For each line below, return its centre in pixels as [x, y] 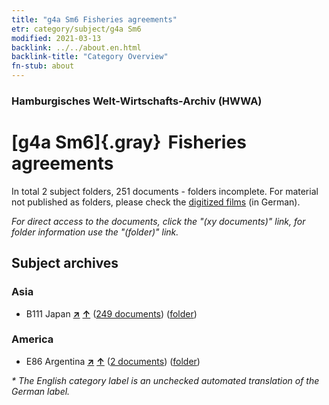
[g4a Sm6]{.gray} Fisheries [129, 142]
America [32, 339]
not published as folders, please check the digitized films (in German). [156, 202]
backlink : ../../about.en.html [76, 47]
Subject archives [65, 263]
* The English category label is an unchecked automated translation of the [165, 380]
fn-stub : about [43, 66]
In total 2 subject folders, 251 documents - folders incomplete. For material [165, 191]
